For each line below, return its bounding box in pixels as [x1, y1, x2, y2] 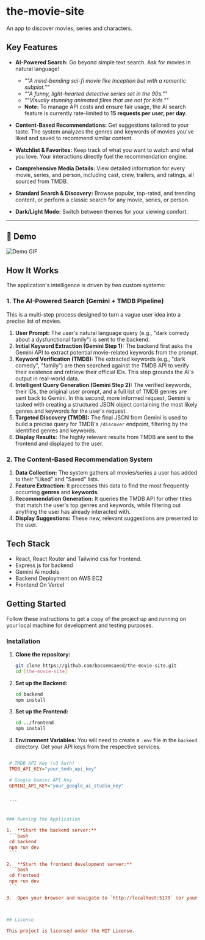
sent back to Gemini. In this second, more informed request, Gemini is [15, 394, 191, 402]
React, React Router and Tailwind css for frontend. [15, 555, 142, 562]
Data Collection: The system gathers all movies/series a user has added [15, 468, 198, 476]
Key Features [6, 42, 58, 53]
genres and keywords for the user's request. [15, 407, 127, 415]
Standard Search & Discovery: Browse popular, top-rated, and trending [15, 189, 196, 197]
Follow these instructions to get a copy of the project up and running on [6, 615, 187, 622]
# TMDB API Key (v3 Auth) [9, 761, 75, 767]
